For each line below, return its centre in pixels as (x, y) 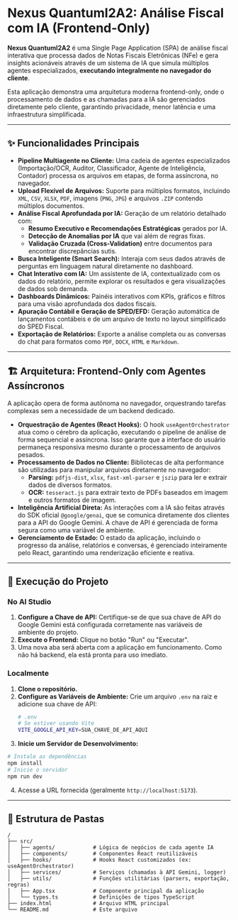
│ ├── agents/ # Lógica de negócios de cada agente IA (110, 848)
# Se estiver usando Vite (56, 723)
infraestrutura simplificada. (47, 114)
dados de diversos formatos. (70, 485)
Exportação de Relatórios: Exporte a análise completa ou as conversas (122, 334)
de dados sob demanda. (53, 288)
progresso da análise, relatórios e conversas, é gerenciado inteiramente (122, 545)
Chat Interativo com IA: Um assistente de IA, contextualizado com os (119, 273)
